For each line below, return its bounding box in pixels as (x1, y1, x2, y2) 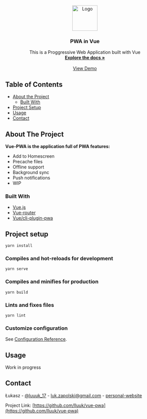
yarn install (5, 243, 33, 249)
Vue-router (12, 209, 36, 216)
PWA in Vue (70, 38, 100, 45)
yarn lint (5, 312, 26, 318)
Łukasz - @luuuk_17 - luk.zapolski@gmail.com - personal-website (5, 392, 142, 398)
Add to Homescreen (12, 153, 55, 159)
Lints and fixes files (5, 301, 55, 308)
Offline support (12, 164, 44, 170)
